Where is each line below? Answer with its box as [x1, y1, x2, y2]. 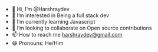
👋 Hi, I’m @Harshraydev [11, 6, 70, 12]
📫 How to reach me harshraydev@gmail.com [11, 31, 123, 38]
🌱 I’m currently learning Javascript [11, 18, 96, 25]
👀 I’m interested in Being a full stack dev [11, 12, 110, 19]
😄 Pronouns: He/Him [11, 40, 64, 47]
